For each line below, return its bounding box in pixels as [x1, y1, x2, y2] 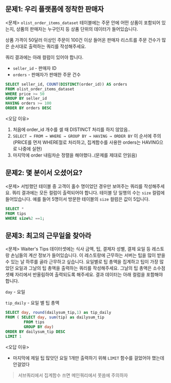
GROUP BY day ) [24, 324, 54, 330]
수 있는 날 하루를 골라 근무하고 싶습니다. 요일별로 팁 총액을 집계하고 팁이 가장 [5, 259, 159, 265]
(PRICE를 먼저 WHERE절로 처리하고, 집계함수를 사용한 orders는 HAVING [12, 139, 160, 145]
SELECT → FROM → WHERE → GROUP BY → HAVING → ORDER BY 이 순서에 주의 [12, 133, 162, 139]
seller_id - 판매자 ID [12, 65, 56, 71]
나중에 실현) [18, 146, 43, 152]
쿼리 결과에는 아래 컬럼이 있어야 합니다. [5, 54, 84, 60]
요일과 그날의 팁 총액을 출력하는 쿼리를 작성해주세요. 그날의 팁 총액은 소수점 [14, 265, 166, 271]
